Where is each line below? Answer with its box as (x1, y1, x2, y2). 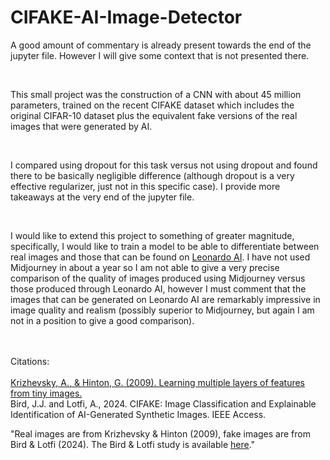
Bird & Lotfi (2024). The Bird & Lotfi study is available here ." (10, 438, 256, 450)
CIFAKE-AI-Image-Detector (10, 6, 243, 29)
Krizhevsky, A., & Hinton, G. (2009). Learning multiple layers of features (10, 376, 306, 388)
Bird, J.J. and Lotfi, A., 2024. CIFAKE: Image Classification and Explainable (10, 397, 317, 410)
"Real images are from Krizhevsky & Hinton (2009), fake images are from (10, 427, 311, 440)
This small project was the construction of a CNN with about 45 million (10, 88, 302, 100)
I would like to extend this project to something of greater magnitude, (10, 229, 295, 241)
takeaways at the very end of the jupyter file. (10, 191, 195, 203)
